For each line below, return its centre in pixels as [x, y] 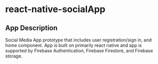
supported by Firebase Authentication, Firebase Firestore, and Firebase [79, 51]
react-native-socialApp [55, 9]
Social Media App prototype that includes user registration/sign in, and [78, 40]
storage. [14, 56]
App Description [31, 28]
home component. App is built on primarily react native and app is [73, 45]
